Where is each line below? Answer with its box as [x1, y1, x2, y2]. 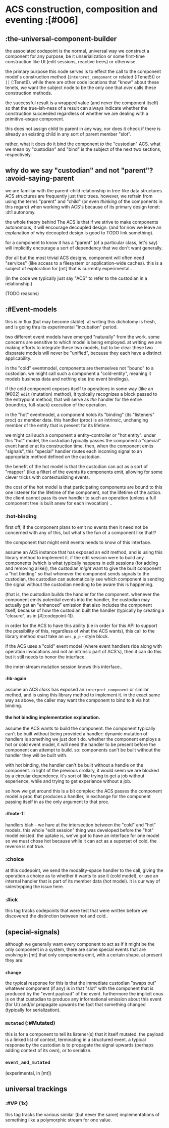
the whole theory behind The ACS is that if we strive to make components [5, 219, 158, 225]
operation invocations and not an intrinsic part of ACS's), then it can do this [5, 648, 162, 654]
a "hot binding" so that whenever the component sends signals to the [5, 570, 150, 576]
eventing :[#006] [5, 14, 78, 26]
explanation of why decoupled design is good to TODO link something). [5, 229, 154, 236]
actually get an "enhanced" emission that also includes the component [5, 602, 152, 608]
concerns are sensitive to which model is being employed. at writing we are [5, 339, 162, 345]
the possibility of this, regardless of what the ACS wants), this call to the [5, 628, 155, 634]
